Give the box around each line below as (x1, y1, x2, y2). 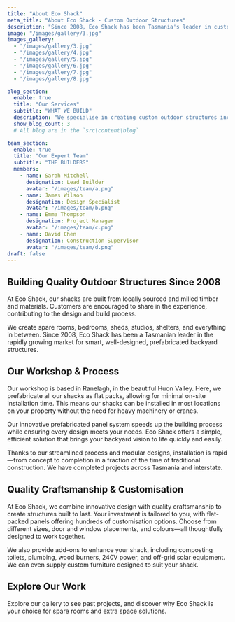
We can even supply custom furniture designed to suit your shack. (7, 560, 199, 569)
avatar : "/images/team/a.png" (25, 185, 114, 192)
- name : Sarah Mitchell (20, 172, 90, 179)
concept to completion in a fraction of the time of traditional (28, 455, 201, 464)
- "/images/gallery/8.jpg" (13, 75, 92, 83)
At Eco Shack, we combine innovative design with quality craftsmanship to (7, 502, 222, 511)
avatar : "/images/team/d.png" (25, 243, 114, 250)
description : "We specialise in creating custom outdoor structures (13, 114, 218, 121)
